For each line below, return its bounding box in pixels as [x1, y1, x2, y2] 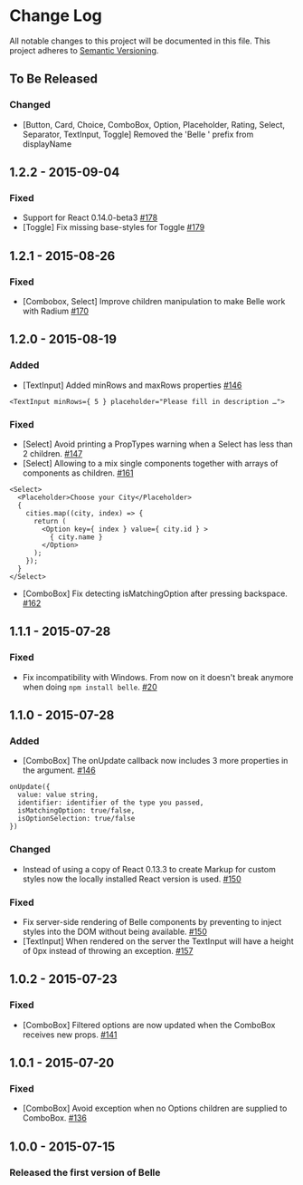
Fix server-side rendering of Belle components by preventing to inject [22, 916, 282, 927]
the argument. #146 [22, 765, 97, 776]
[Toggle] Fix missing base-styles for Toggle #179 [22, 222, 205, 233]
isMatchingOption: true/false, [17, 806, 136, 815]
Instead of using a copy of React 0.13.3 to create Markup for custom [22, 863, 276, 874]
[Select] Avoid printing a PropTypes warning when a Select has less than [22, 438, 294, 449]
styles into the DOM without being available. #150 [22, 926, 208, 937]
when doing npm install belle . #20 [22, 681, 157, 692]
